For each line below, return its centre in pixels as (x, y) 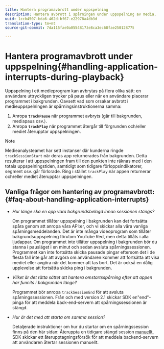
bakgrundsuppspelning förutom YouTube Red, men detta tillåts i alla (80, 236)
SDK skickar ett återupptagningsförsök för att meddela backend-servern (85, 337)
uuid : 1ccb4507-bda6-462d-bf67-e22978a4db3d (51, 19)
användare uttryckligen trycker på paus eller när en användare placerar (77, 96)
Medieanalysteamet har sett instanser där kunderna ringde (64, 150)
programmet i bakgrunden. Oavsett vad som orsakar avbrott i (67, 101)
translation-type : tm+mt (30, 23)
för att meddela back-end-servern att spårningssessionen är (86, 302)
